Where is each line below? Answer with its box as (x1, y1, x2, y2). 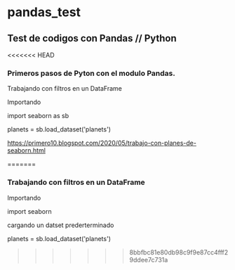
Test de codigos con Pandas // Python (7, 32, 177, 44)
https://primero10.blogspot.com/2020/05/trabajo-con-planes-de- (7, 139, 196, 148)
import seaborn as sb (7, 112, 69, 120)
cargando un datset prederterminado (7, 221, 114, 229)
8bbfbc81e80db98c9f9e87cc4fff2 (129, 247, 229, 257)
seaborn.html (7, 146, 46, 155)
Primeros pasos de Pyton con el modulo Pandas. (7, 68, 175, 78)
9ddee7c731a (129, 255, 168, 264)
